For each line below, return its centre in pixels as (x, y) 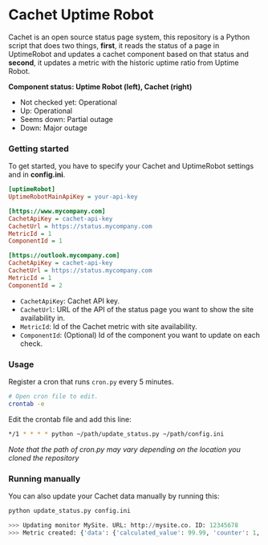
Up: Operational (46, 111)
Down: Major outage (54, 128)
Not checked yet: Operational (69, 102)
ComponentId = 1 (35, 241)
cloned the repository (44, 458)
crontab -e (26, 404)
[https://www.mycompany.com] (57, 211)
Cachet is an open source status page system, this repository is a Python (129, 37)
